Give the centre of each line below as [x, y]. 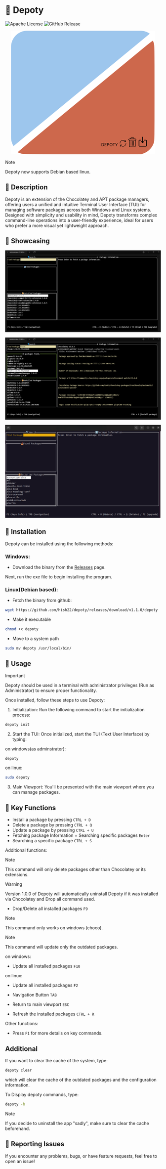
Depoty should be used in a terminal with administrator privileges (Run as [80, 685]
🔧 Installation [26, 532]
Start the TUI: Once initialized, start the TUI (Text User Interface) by [81, 734]
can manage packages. [36, 792]
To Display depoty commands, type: [42, 1094]
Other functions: [22, 1024]
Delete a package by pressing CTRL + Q [52, 825]
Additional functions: [26, 850]
